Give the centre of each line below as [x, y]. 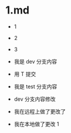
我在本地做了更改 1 [36, 124]
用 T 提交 [25, 74]
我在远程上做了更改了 [40, 111]
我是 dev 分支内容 [35, 61]
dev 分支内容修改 [35, 99]
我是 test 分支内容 [35, 87]
